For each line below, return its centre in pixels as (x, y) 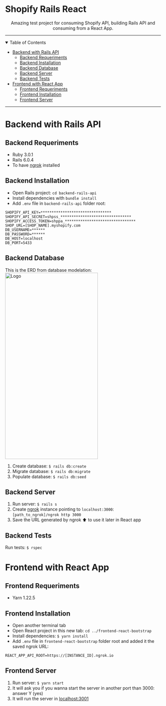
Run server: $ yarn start (38, 683)
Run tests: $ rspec (24, 548)
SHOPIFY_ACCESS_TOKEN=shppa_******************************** (70, 221)
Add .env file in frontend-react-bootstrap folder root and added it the (83, 641)
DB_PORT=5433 (19, 243)
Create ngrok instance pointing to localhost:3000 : (63, 509)
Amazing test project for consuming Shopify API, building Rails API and (83, 23)
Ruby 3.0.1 (23, 155)
